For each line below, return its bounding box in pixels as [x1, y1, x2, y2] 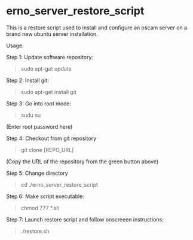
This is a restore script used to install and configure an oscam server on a [6, 24, 188, 31]
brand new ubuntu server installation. [6, 30, 99, 37]
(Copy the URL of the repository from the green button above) [6, 157, 159, 165]
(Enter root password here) [6, 123, 73, 130]
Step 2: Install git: [6, 77, 49, 84]
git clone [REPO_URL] [20, 146, 74, 153]
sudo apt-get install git [20, 88, 76, 95]
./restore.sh [20, 227, 50, 235]
